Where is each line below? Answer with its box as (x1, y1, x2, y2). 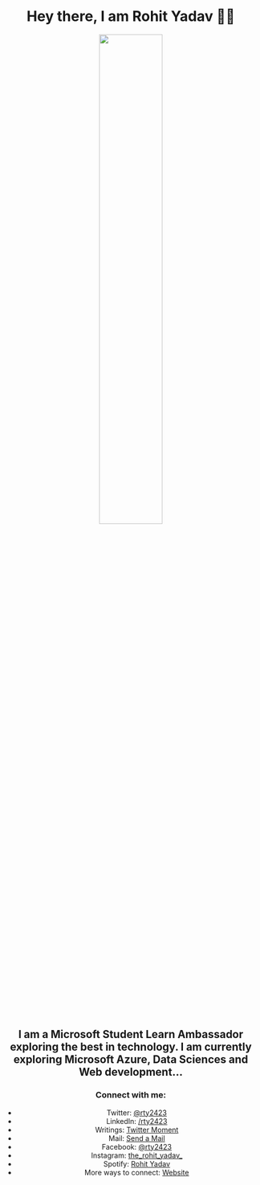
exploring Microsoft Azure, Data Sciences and (13, 1052, 249, 1067)
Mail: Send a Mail (108, 1133, 166, 1143)
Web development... (79, 1065, 183, 1079)
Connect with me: (95, 1089, 167, 1101)
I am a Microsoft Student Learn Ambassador (18, 1028, 244, 1041)
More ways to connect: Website (83, 1167, 189, 1177)
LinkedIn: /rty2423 (106, 1116, 168, 1126)
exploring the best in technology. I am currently (10, 1040, 252, 1054)
